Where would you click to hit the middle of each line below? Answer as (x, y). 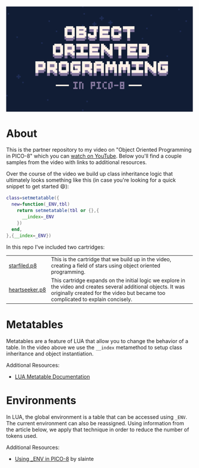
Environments (41, 401)
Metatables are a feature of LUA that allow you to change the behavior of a (97, 341)
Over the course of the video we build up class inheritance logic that (89, 174)
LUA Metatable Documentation (52, 376)
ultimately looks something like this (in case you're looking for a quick (91, 180)
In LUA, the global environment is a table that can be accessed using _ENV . (97, 417)
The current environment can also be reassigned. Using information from (95, 423)
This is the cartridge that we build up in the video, (111, 259)
